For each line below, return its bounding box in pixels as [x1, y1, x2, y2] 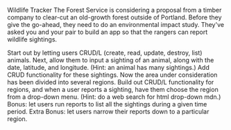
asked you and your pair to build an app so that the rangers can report [7, 28, 208, 36]
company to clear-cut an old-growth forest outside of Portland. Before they [7, 13, 222, 21]
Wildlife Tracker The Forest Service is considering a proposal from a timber [7, 6, 222, 14]
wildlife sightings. [7, 35, 58, 44]
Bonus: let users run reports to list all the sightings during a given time [7, 100, 207, 108]
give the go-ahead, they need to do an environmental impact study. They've [7, 21, 224, 28]
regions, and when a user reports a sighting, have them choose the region [7, 86, 219, 93]
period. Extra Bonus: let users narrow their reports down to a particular [7, 107, 209, 115]
